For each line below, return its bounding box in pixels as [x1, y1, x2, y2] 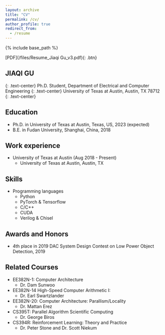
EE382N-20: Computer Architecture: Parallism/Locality [12, 298, 126, 304]
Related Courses [5, 263, 59, 272]
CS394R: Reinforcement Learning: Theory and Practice [12, 319, 127, 325]
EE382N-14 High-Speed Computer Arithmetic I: [12, 287, 111, 293]
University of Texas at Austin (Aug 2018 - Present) [12, 155, 117, 161]
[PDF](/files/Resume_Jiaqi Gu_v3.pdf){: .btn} [5, 55, 97, 61]
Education [5, 108, 38, 117]
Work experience [5, 141, 60, 150]
